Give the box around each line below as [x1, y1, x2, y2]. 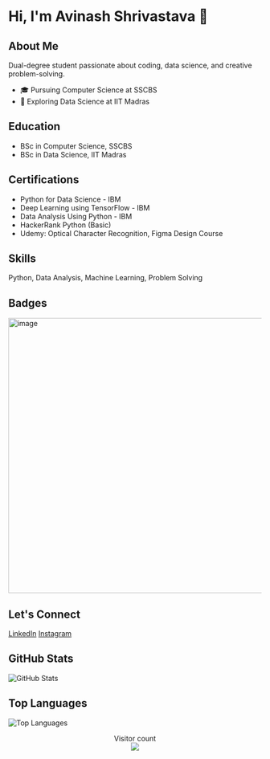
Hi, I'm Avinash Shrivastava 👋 [8, 7, 209, 26]
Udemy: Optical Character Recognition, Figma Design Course [19, 228, 223, 238]
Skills [8, 252, 36, 266]
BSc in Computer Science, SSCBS [19, 141, 133, 151]
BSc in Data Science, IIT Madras [19, 149, 127, 159]
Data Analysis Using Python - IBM [19, 211, 133, 221]
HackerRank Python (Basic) [19, 220, 112, 230]
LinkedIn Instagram [8, 629, 72, 639]
